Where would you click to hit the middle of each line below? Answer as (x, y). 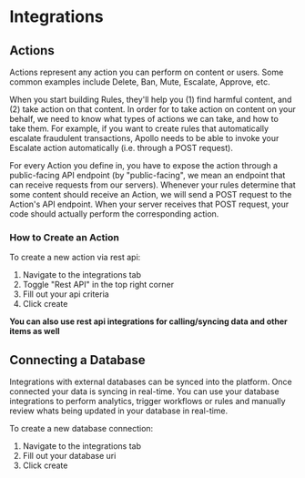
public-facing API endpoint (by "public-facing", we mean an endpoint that (147, 175)
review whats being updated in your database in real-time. (119, 411)
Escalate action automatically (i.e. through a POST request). (122, 148)
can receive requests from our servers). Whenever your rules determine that (152, 185)
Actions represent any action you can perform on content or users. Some (147, 72)
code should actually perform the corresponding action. (114, 214)
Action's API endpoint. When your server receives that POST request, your (149, 204)
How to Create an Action (65, 237)
